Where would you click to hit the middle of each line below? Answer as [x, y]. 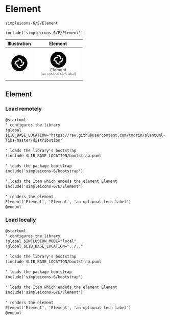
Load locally [21, 220]
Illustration [19, 44]
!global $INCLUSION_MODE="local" [41, 241]
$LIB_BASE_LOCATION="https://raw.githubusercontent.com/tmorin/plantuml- [86, 135]
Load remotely [24, 109]
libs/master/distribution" [34, 140]
